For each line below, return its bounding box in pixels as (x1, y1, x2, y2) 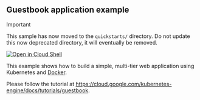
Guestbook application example (6, 5, 129, 15)
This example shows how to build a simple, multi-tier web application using (6, 62, 195, 69)
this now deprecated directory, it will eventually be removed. (6, 39, 158, 46)
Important (6, 20, 31, 28)
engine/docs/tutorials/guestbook (6, 87, 89, 94)
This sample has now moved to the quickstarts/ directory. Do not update (6, 33, 190, 40)
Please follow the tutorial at (6, 80, 75, 87)
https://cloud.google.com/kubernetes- (75, 80, 172, 87)
